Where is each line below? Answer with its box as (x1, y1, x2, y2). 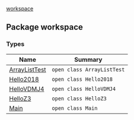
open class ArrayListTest (52, 66, 125, 73)
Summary (74, 55, 103, 64)
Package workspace (6, 22, 83, 32)
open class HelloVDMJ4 (52, 86, 116, 92)
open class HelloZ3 (52, 95, 107, 102)
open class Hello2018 (52, 75, 113, 83)
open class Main (52, 105, 98, 112)
